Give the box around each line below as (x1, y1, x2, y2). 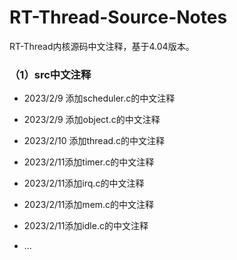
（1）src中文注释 (9, 67, 92, 81)
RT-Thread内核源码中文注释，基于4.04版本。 (9, 40, 195, 52)
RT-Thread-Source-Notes (9, 6, 228, 29)
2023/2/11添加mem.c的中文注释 (23, 199, 155, 211)
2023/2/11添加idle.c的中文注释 (23, 220, 149, 232)
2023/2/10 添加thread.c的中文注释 (23, 135, 166, 147)
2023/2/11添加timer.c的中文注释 (23, 156, 155, 168)
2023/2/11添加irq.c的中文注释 (23, 177, 145, 190)
